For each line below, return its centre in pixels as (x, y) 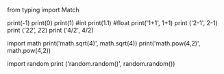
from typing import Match (43, 10)
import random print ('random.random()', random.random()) (91, 63)
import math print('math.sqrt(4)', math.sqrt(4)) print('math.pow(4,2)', (104, 43)
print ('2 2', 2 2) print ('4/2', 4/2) (50, 30)
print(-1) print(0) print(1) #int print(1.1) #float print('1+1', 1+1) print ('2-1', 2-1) (112, 23)
